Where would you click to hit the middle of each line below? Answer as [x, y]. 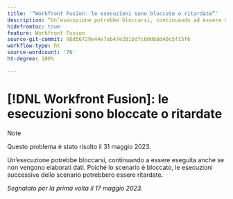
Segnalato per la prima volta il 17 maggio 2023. [75, 188]
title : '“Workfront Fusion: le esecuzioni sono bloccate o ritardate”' [113, 14]
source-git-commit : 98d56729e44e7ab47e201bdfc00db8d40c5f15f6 [99, 40]
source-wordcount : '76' [42, 53]
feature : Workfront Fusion [46, 33]
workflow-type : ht [34, 46]
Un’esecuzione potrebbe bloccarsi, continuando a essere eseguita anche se [116, 159]
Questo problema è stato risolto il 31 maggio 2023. [79, 146]
